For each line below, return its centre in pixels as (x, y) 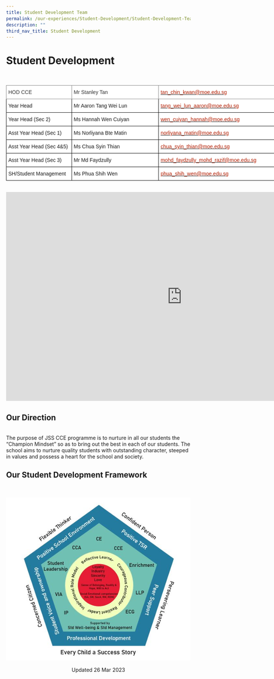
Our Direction (31, 417)
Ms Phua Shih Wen (96, 174)
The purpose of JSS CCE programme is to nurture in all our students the (93, 438)
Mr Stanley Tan (91, 92)
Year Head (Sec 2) (30, 120)
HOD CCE (20, 92)
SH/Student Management (37, 174)
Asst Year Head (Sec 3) (35, 160)
